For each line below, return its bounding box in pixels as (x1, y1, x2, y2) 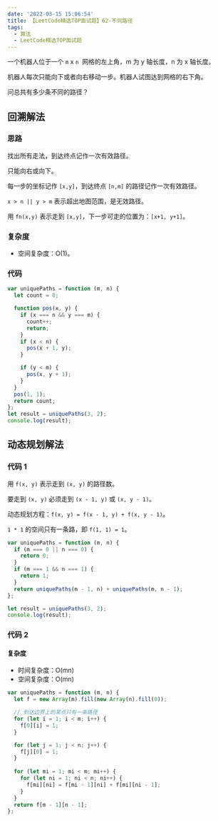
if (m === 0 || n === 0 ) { (14, 546, 94, 553)
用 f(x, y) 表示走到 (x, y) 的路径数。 (7, 479, 119, 488)
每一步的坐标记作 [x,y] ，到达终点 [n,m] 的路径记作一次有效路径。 (7, 181, 201, 190)
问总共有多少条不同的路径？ (7, 88, 89, 96)
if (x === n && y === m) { (20, 312, 100, 319)
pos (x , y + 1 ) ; (26, 371, 72, 378)
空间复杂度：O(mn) (17, 675, 75, 683)
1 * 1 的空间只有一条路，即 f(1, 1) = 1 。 (7, 525, 131, 534)
